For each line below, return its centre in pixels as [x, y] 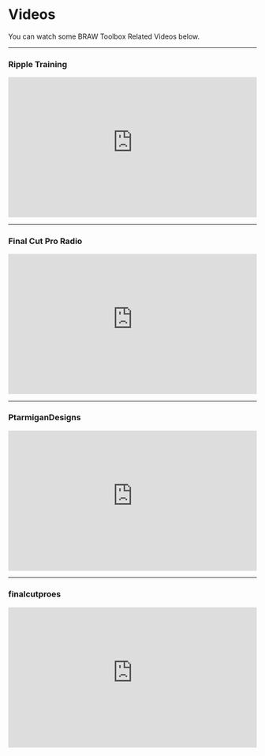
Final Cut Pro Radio [45, 241]
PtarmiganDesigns [45, 418]
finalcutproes [35, 594]
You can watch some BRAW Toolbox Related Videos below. [104, 36]
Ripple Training [38, 64]
